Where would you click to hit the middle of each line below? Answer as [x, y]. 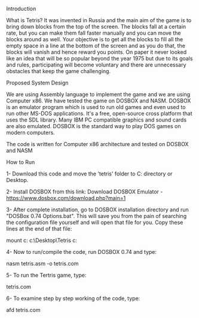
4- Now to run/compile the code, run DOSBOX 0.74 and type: [82, 252]
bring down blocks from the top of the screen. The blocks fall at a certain [96, 27]
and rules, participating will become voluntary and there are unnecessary [96, 65]
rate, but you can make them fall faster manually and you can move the [94, 33]
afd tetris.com [23, 310]
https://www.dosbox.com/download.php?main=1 [66, 198]
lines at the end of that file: [39, 229]
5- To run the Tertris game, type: [46, 275]
